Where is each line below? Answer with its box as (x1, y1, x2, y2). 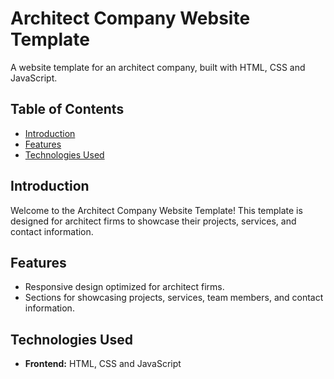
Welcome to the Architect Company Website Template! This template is (10, 204, 303, 216)
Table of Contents (10, 101, 125, 118)
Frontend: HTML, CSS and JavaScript (24, 358, 182, 370)
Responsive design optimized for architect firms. (24, 281, 225, 293)
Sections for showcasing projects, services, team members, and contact (24, 292, 324, 304)
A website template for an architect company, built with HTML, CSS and (10, 61, 306, 73)
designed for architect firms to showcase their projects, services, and (10, 215, 297, 227)
